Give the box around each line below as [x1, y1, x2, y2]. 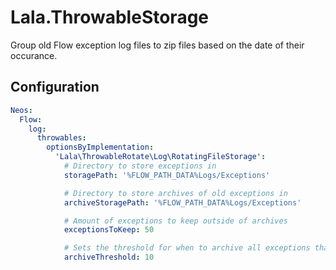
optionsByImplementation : [46, 142, 155, 153]
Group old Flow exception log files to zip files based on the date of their [10, 39, 305, 51]
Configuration [10, 79, 100, 96]
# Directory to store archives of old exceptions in [63, 188, 288, 198]
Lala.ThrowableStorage [10, 6, 210, 29]
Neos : [10, 105, 33, 115]
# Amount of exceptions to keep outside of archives [63, 216, 288, 226]
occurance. [10, 49, 58, 61]
